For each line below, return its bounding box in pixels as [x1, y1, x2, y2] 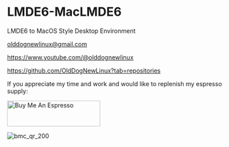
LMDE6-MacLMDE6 [7, 4, 122, 20]
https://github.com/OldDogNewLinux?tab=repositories [7, 66, 161, 75]
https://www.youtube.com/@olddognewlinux [7, 53, 134, 62]
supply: [7, 87, 29, 95]
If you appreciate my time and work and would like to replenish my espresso [7, 79, 223, 88]
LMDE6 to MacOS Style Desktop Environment [7, 27, 136, 35]
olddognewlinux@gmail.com [7, 40, 88, 48]
